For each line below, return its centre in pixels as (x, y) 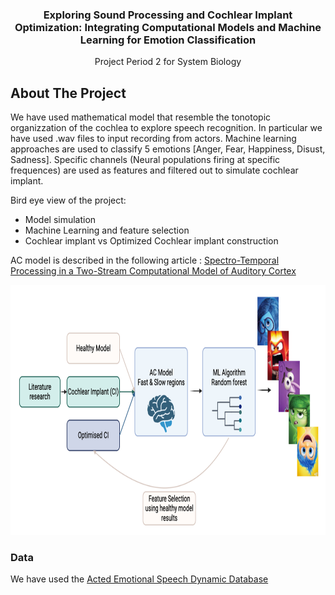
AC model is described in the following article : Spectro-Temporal (145, 260)
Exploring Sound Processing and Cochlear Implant (168, 15)
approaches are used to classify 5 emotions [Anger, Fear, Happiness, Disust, (168, 149)
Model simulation (60, 220)
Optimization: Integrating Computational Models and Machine (168, 27)
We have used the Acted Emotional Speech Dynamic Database (139, 579)
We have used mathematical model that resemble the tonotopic (141, 117)
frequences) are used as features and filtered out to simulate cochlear (154, 170)
